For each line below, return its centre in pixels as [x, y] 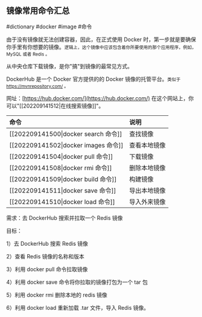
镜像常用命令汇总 [38, 11]
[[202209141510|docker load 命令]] [62, 202]
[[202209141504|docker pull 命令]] [61, 156]
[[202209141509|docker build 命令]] [63, 179]
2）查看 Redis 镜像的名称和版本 [45, 256]
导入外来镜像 [147, 202]
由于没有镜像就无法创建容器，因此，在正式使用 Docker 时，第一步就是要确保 [101, 39]
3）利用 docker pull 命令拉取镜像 [47, 269]
